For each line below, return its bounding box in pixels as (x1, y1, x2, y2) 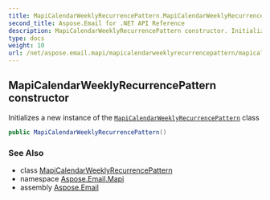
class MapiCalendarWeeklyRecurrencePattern (19, 165, 173, 175)
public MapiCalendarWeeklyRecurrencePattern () (8, 128, 167, 137)
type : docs (8, 34, 45, 43)
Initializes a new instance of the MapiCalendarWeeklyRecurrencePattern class (8, 112, 260, 122)
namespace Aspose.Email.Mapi (19, 173, 125, 183)
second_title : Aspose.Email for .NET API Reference (8, 19, 185, 27)
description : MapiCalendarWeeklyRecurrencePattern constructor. (8, 27, 228, 35)
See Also (8, 147, 44, 158)
